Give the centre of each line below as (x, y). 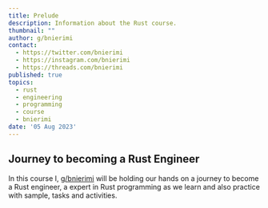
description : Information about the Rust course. (93, 23)
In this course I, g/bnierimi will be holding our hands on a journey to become (134, 178)
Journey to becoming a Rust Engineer (104, 159)
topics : (21, 82)
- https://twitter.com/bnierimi (70, 53)
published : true (35, 75)
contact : (23, 45)
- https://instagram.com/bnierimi (73, 61)
